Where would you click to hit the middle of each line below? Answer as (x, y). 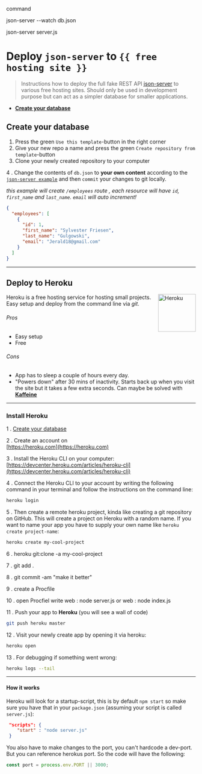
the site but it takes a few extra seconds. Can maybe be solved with (99, 388)
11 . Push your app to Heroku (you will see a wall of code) (77, 612)
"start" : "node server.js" (52, 731)
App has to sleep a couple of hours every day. (72, 375)
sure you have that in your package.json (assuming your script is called (94, 707)
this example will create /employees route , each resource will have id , (93, 190)
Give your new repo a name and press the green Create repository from (105, 148)
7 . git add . (20, 565)
